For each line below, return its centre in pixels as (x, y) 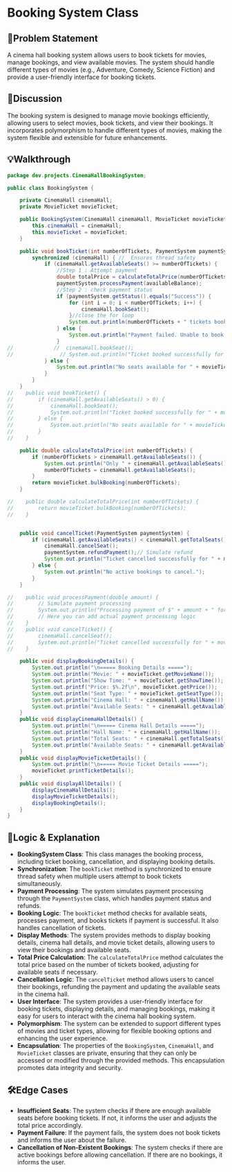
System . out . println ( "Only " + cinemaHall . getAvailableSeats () (135, 463)
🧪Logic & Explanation (54, 838)
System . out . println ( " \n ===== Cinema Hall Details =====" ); (119, 726)
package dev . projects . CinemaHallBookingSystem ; (77, 175)
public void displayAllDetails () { (71, 784)
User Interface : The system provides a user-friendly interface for (110, 1002)
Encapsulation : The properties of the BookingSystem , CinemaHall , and (115, 1046)
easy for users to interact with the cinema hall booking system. (106, 1016)
